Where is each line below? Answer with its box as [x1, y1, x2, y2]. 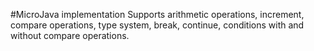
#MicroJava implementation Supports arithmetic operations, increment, [10, 9, 305, 20]
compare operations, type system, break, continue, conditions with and [10, 19, 305, 31]
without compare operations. [10, 30, 130, 41]
